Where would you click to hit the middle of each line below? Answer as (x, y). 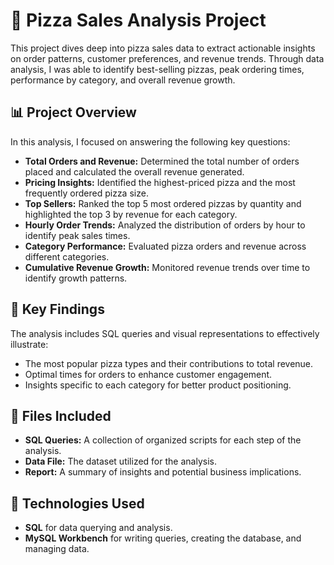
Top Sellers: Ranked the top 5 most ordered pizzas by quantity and (163, 203)
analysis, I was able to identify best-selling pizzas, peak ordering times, (157, 69)
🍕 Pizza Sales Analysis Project (138, 20)
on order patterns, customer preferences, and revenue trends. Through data (167, 58)
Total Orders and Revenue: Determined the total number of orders (162, 161)
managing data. (57, 549)
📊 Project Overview (73, 112)
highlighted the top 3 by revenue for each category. (131, 214)
